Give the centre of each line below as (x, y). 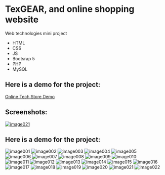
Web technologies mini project (36, 33)
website (22, 20)
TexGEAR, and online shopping (70, 9)
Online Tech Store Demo (30, 96)
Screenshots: (26, 112)
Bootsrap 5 (23, 58)
